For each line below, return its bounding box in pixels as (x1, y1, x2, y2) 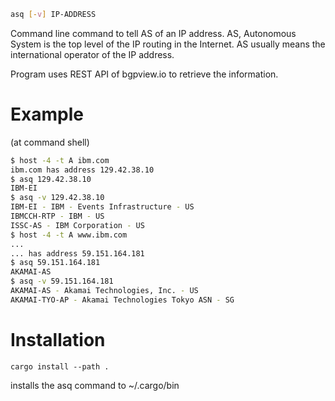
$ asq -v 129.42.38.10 (10, 193, 105, 203)
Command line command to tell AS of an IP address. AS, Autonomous (10, 27, 297, 39)
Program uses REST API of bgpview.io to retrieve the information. (10, 68, 279, 80)
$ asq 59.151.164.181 (10, 258, 101, 268)
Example (10, 103, 84, 126)
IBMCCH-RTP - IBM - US (10, 211, 105, 222)
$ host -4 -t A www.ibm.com (10, 230, 128, 240)
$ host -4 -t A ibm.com (10, 155, 110, 165)
